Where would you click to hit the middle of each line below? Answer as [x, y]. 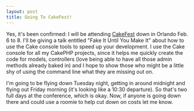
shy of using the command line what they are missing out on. [80, 71]
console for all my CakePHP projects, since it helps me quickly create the [95, 53]
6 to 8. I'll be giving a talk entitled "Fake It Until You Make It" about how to [95, 40]
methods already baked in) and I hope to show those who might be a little [95, 65]
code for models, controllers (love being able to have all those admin [89, 59]
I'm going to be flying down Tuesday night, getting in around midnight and [96, 83]
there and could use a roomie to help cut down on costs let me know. [90, 102]
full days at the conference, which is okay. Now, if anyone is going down [93, 96]
